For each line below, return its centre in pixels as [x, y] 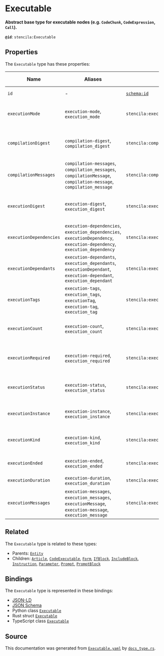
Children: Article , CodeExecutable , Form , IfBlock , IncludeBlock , [75, 558]
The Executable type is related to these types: [51, 543]
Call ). [11, 27]
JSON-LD [22, 600]
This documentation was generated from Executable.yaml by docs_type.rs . [81, 648]
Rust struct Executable [35, 616]
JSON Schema [27, 606]
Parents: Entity [28, 553]
